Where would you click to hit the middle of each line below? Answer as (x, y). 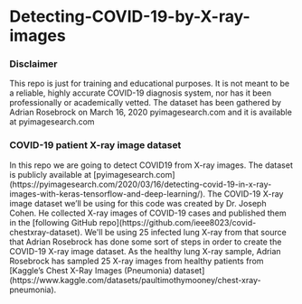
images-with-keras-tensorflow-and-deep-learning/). (108, 193)
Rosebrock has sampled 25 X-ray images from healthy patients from (137, 261)
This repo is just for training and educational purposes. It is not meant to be (150, 84)
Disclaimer (33, 64)
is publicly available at (51, 174)
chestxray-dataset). (46, 232)
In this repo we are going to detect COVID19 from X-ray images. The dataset (151, 165)
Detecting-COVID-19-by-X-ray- (130, 17)
